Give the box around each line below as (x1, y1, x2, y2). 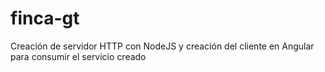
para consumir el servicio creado (10, 50, 147, 62)
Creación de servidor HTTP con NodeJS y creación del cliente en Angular (10, 40, 315, 52)
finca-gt (10, 7, 80, 30)
